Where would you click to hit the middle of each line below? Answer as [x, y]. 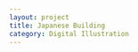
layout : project [39, 17]
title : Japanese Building [57, 26]
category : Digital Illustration [69, 33]
